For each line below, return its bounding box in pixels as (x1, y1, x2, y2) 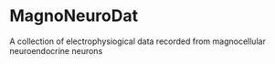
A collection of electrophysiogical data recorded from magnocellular (9, 36, 267, 47)
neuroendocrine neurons (9, 45, 103, 56)
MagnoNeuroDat (9, 5, 139, 27)
